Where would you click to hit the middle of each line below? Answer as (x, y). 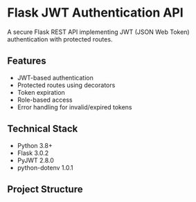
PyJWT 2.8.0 (35, 160)
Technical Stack (43, 129)
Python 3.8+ (35, 145)
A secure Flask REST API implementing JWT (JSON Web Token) (98, 32)
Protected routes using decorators (66, 85)
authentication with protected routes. (60, 39)
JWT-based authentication (55, 77)
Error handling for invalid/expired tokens (74, 107)
